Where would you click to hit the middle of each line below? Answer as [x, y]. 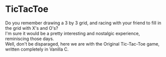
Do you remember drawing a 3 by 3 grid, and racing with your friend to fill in [83, 23]
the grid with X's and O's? [32, 28]
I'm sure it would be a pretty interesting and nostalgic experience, [73, 33]
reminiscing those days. [30, 39]
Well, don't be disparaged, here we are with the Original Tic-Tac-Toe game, [82, 44]
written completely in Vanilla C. [37, 49]
